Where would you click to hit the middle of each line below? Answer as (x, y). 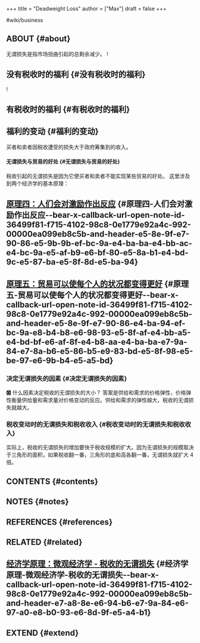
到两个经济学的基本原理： (37, 183)
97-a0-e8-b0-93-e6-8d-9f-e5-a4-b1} (79, 613)
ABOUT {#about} (38, 39)
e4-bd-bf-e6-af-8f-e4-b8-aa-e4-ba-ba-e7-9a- (97, 342)
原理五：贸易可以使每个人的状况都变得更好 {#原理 (98, 284)
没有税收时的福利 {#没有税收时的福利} (76, 75)
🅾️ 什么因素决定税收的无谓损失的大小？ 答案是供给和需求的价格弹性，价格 (96, 393)
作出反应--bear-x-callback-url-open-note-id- (99, 215)
